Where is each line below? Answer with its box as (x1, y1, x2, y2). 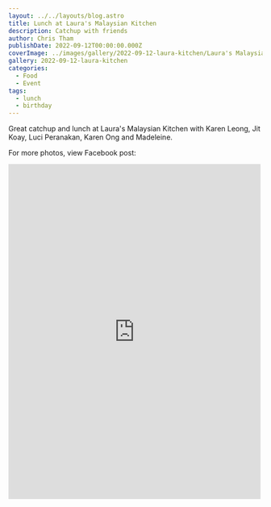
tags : (8, 86, 27, 95)
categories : (8, 64, 48, 73)
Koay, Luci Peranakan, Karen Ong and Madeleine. (8, 132, 173, 142)
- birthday (15, 102, 52, 110)
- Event (15, 79, 42, 87)
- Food (15, 72, 38, 80)
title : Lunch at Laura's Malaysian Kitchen (8, 19, 157, 27)
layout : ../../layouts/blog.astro (8, 11, 125, 20)
